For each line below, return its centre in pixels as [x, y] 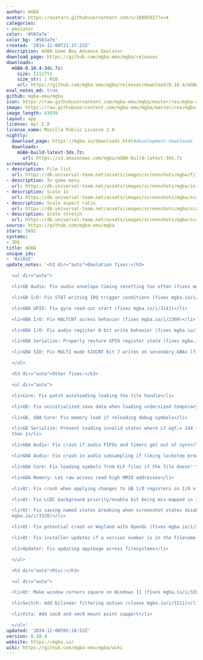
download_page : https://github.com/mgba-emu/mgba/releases [82, 57]
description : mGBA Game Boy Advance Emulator [64, 51]
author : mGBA [23, 12]
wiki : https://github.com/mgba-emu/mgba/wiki [64, 647]
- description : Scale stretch [44, 214]
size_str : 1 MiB [38, 79]
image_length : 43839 [32, 113]
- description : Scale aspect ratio [51, 203]
